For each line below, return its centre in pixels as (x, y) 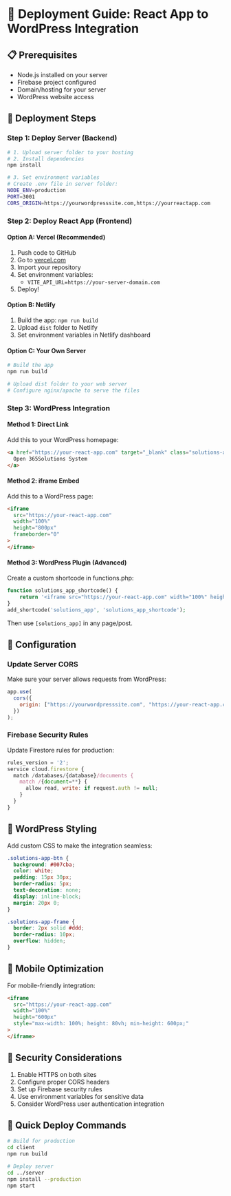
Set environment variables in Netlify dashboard (84, 335)
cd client (21, 1148)
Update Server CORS (43, 664)
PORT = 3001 (21, 197)
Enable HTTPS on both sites (57, 1074)
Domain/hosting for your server (62, 90)
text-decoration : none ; (47, 890)
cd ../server (26, 1173)
